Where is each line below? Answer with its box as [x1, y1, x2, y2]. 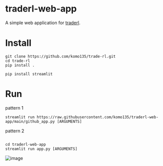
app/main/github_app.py [5, 119, 55, 124]
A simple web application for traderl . [5, 20, 80, 26]
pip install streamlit [5, 71, 53, 76]
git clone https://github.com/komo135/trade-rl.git [5, 54, 116, 59]
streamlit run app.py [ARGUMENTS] [5, 146, 78, 151]
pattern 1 [5, 105, 24, 111]
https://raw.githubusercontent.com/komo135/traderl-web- [37, 114, 158, 120]
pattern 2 [5, 128, 24, 134]
